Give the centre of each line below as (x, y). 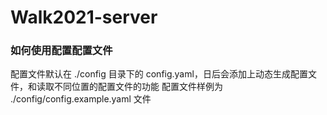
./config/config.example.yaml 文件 (81, 99)
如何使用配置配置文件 (61, 51)
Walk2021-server (84, 17)
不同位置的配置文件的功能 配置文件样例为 (138, 87)
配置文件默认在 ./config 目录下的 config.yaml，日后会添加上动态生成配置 (159, 74)
